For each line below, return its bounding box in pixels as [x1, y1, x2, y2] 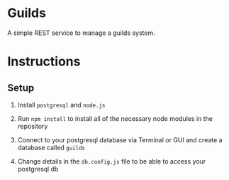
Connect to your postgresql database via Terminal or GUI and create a [17, 135, 223, 144]
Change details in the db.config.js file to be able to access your [17, 157, 206, 165]
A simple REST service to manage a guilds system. [7, 28, 156, 37]
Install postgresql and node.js [17, 100, 106, 109]
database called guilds [17, 143, 86, 152]
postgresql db [17, 164, 59, 173]
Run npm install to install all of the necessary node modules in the [17, 114, 213, 122]
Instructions [7, 53, 81, 70]
